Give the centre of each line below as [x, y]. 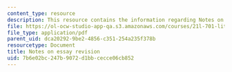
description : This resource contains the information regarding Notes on [116, 20]
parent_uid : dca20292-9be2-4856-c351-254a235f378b [81, 39]
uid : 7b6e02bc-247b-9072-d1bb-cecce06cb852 [71, 58]
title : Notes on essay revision [54, 52]
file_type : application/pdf [48, 33]
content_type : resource [41, 13]
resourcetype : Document [41, 45]
